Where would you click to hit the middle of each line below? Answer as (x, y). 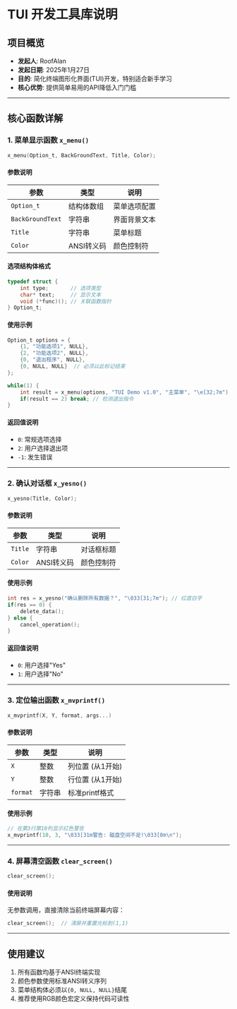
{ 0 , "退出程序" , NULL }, (53, 360)
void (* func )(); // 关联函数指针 (66, 301)
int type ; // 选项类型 (61, 288)
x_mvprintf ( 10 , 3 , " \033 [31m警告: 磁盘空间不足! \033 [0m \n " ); (95, 835)
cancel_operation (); (50, 624)
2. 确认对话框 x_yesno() (47, 483)
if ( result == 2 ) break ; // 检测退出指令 (77, 399)
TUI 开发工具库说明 (62, 14)
